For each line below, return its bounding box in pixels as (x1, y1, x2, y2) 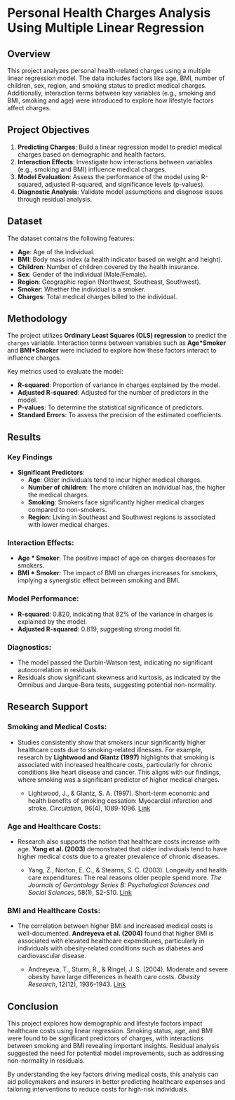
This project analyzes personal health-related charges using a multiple (7, 67, 211, 74)
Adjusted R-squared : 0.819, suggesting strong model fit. (17, 624, 182, 633)
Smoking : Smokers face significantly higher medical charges (27, 498, 205, 506)
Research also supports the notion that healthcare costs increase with (17, 837, 220, 846)
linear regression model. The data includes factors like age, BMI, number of (7, 74, 225, 82)
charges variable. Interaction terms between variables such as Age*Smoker (7, 339, 227, 347)
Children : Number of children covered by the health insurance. (17, 262, 200, 271)
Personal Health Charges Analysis (7, 5, 211, 21)
